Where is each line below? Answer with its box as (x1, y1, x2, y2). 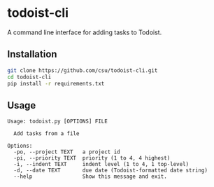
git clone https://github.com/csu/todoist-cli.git (7, 67, 158, 74)
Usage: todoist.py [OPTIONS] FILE (7, 118, 108, 125)
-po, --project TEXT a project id (13, 148, 120, 155)
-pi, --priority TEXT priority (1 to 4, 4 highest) (13, 155, 171, 162)
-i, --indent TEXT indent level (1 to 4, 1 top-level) (13, 161, 190, 168)
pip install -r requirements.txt (7, 80, 105, 87)
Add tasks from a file (13, 130, 80, 137)
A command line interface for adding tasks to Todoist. (7, 28, 162, 36)
